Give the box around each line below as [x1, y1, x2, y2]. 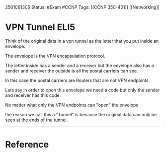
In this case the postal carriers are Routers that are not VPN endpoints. [5, 77, 150, 83]
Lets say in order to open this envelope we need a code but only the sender [5, 87, 160, 93]
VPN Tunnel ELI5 [5, 22, 76, 33]
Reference [5, 139, 49, 151]
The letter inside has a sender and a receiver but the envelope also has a [5, 62, 154, 69]
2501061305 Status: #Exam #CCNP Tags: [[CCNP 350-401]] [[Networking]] [5, 4, 160, 10]
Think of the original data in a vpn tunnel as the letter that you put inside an [5, 38, 159, 44]
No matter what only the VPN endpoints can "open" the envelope [5, 102, 139, 108]
